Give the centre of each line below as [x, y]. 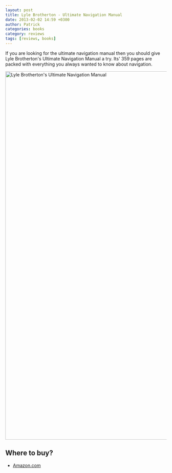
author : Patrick [23, 24]
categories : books [25, 29]
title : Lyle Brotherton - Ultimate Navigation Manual [64, 15]
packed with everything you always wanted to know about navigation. [79, 64]
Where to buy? [29, 453]
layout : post [19, 10]
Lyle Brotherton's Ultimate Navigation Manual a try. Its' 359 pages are [79, 58]
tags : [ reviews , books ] [31, 39]
